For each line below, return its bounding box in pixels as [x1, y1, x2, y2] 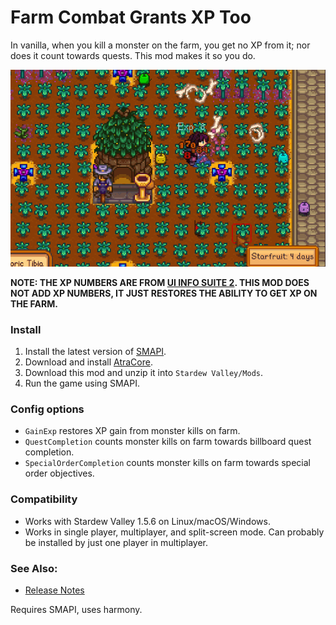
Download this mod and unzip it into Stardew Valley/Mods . [24, 367, 264, 379]
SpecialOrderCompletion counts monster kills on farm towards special [24, 457, 311, 469]
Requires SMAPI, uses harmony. [10, 604, 143, 616]
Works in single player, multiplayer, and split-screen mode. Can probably [24, 526, 325, 538]
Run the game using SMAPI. [24, 377, 140, 390]
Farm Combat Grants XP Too [10, 6, 252, 29]
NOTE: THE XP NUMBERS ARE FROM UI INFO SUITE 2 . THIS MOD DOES [10, 276, 310, 288]
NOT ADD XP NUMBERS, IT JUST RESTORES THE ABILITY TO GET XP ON [10, 287, 318, 299]
